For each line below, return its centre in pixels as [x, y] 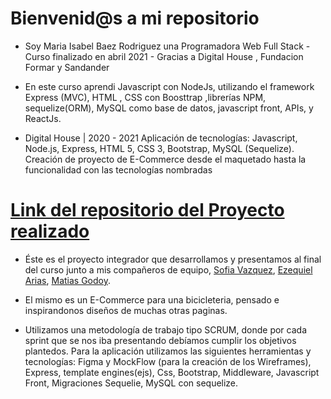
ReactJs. [43, 118]
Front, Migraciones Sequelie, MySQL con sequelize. [131, 383]
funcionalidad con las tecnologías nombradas [118, 169]
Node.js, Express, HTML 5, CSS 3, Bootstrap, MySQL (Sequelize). [159, 148]
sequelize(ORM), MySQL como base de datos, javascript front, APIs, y [169, 108]
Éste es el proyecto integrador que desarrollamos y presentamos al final [173, 259]
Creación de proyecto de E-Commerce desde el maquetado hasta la [165, 159]
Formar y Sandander [67, 67]
